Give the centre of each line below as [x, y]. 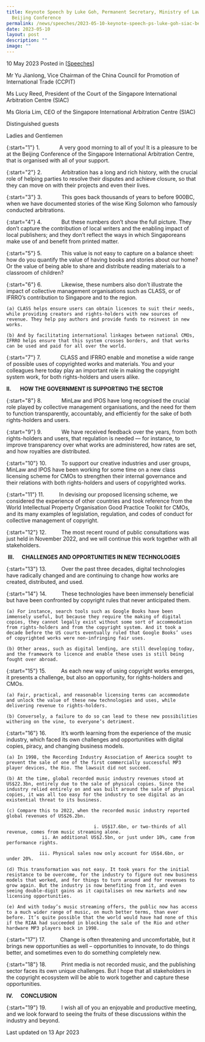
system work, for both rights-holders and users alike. [73, 377]
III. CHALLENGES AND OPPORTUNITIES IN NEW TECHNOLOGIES [94, 557]
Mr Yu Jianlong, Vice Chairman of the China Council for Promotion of [93, 75]
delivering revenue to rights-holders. [57, 705]
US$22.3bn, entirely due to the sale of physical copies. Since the [95, 784]
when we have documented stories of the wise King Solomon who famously [102, 203]
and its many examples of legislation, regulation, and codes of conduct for [100, 514]
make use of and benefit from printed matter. [63, 241]
